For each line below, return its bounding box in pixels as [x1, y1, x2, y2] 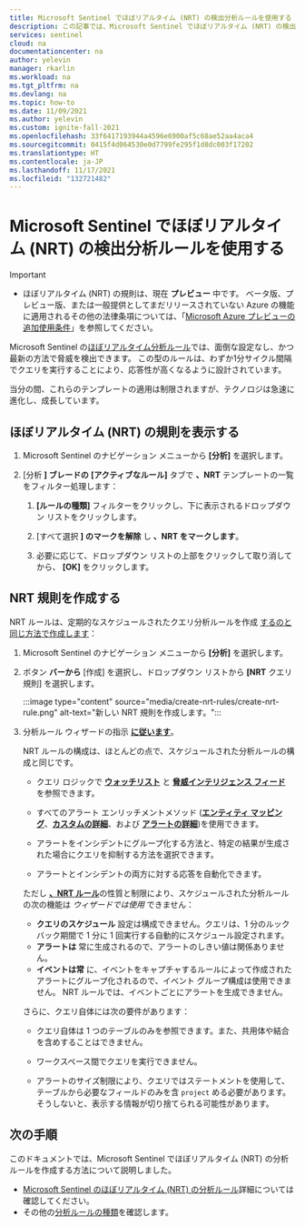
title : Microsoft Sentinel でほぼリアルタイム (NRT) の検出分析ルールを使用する [9, 13, 292, 23]
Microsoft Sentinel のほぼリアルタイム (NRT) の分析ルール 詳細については [22, 1183, 294, 1194]
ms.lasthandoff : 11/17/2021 [9, 166, 116, 175]
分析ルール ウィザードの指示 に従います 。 [22, 726, 179, 737]
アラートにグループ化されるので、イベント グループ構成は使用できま [35, 975, 292, 986]
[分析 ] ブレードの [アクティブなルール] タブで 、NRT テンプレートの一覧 [22, 469, 295, 480]
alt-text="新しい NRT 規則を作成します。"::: [59, 707, 222, 718]
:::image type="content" [22, 696, 113, 707]
